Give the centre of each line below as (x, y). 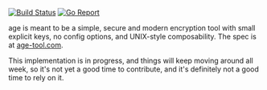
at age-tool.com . (36, 45)
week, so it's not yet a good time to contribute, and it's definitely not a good (134, 69)
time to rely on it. (36, 78)
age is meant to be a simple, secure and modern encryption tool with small (132, 28)
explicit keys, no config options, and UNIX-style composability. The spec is (133, 37)
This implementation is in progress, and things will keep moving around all (131, 61)
